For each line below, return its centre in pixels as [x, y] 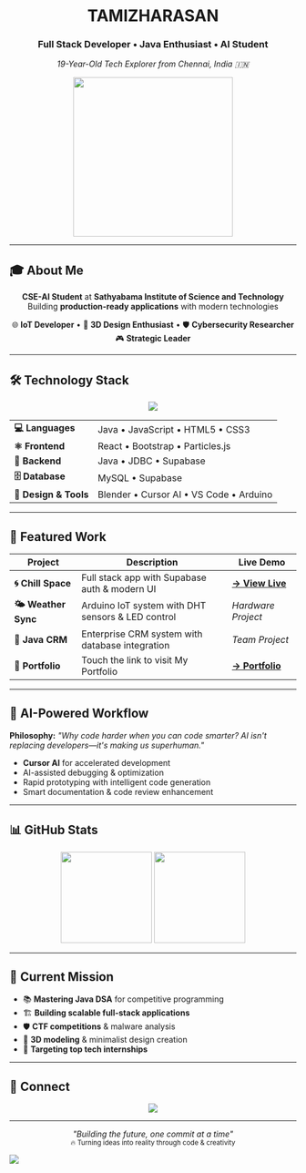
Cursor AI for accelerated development [97, 762]
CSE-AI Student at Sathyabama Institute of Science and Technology [153, 297]
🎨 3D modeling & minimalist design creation [105, 1040]
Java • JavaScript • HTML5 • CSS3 [173, 429]
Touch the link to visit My [135, 659]
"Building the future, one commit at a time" [153, 1134]
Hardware [253, 606]
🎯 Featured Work [58, 537]
